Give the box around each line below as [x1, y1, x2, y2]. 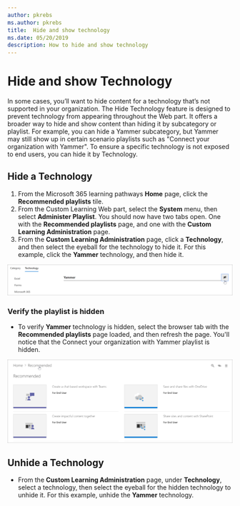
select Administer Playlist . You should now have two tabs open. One [17, 212, 221, 221]
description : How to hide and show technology [7, 41, 149, 49]
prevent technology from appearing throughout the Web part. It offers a [7, 112, 218, 121]
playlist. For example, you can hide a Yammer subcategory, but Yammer [7, 127, 219, 136]
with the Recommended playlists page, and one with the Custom [17, 220, 212, 228]
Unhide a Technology [7, 457, 104, 469]
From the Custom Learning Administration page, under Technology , [17, 475, 222, 485]
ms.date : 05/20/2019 [7, 34, 69, 41]
